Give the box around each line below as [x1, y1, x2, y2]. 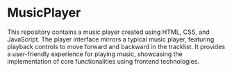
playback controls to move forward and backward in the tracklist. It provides [7, 42, 226, 51]
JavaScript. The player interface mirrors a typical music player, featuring [7, 35, 215, 43]
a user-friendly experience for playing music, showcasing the [7, 50, 183, 58]
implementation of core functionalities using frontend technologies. [7, 57, 200, 65]
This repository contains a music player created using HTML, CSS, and [7, 28, 210, 36]
